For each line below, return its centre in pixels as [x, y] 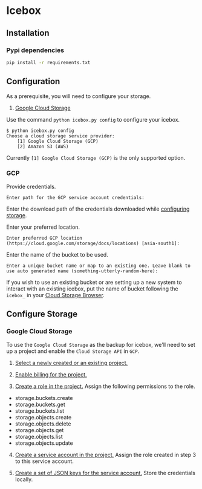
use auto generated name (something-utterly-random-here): [82, 271]
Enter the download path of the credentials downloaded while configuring [98, 209]
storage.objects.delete [43, 424]
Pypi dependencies [35, 50]
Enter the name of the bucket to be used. [57, 254]
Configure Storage [42, 314]
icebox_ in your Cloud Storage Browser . [55, 295]
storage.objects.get [39, 430]
